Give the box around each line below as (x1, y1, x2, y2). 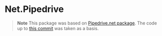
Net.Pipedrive (5, 3, 64, 15)
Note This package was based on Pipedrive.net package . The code (17, 20, 157, 26)
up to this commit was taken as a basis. (17, 25, 99, 31)
